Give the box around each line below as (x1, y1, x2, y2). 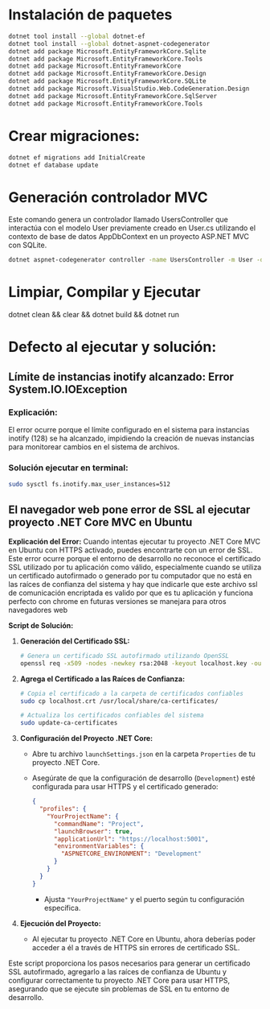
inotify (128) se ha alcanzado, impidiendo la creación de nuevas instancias (8, 433, 255, 443)
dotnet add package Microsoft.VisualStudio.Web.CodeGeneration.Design (8, 85, 250, 93)
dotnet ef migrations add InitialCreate (8, 153, 146, 162)
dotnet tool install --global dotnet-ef (8, 32, 146, 40)
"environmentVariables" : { (53, 842, 145, 850)
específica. (43, 903, 81, 912)
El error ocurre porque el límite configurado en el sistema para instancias (8, 425, 250, 434)
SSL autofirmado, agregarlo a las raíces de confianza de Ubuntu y (8, 966, 227, 976)
